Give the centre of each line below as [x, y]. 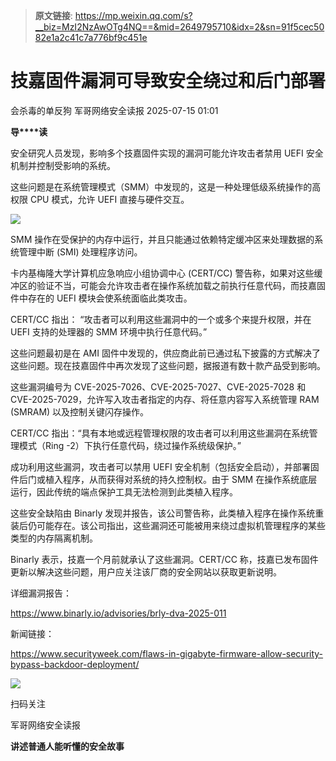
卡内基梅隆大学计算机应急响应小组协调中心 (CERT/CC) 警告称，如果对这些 [162, 273]
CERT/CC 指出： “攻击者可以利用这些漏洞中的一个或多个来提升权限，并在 [161, 319]
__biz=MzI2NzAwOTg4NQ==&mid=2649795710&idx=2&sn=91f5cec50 [179, 27]
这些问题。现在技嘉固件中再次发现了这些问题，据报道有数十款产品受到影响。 [168, 365]
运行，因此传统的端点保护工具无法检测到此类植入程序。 [124, 491]
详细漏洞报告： [41, 593]
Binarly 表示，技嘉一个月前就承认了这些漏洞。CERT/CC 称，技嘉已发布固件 [164, 559]
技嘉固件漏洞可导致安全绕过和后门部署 [168, 81]
